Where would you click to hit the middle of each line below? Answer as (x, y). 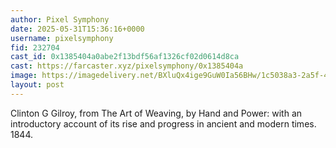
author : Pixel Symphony (60, 19)
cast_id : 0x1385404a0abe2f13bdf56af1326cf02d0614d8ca (125, 57)
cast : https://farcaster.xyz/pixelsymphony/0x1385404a (127, 66)
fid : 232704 (35, 47)
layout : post (37, 85)
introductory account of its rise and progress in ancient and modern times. (163, 123)
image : (24, 76)
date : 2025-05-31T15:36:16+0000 (77, 29)
